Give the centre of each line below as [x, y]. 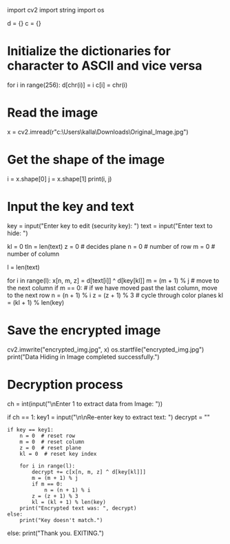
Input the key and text [71, 207]
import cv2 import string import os [56, 10]
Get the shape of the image [86, 160]
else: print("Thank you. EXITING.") [56, 533]
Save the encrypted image [84, 330]
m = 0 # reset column [52, 442]
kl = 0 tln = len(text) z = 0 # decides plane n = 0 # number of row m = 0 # [111, 246]
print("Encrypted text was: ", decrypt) [78, 508]
